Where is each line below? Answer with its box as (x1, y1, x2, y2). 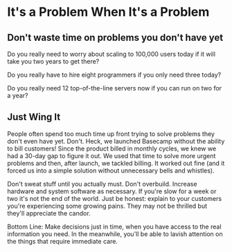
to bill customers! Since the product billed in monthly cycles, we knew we (7, 144, 217, 153)
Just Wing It (7, 111, 61, 123)
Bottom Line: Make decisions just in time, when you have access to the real (7, 222, 222, 231)
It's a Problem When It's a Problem (7, 4, 210, 20)
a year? (7, 91, 28, 99)
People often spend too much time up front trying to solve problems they (7, 129, 215, 138)
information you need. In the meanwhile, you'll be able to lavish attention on (7, 229, 223, 238)
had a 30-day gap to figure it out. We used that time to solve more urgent (7, 151, 216, 159)
